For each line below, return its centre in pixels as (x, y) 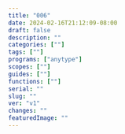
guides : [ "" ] (29, 74)
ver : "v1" (24, 103)
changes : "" (28, 111)
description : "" (35, 37)
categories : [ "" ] (37, 45)
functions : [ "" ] (35, 81)
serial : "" (26, 89)
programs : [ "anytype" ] (45, 60)
